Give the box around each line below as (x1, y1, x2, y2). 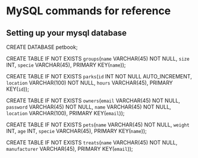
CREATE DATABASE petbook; (6, 43, 78, 50)
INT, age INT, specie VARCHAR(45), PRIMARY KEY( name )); (6, 128, 147, 134)
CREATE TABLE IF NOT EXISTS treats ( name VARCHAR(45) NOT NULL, (6, 139, 178, 146)
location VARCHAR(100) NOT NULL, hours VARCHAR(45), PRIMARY (6, 79, 174, 86)
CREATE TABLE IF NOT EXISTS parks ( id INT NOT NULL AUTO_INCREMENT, (6, 73, 192, 80)
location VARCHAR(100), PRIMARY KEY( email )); (6, 110, 125, 116)
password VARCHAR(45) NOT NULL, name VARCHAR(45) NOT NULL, (6, 103, 171, 110)
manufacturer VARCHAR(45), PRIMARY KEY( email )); (6, 146, 133, 152)
